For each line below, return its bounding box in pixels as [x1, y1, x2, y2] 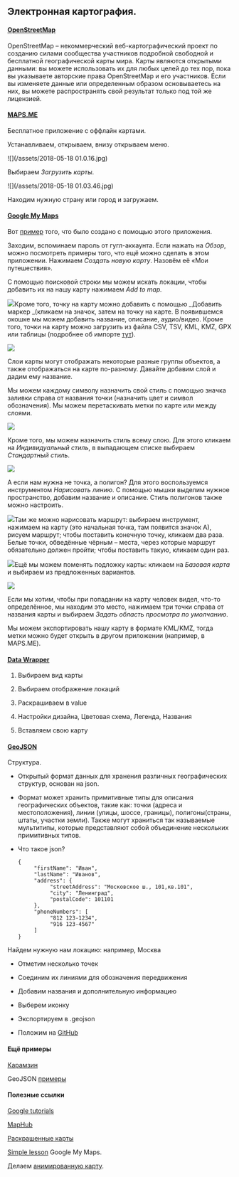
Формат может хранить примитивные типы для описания [17, 793, 193, 802]
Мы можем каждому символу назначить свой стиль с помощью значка [7, 386, 226, 394]
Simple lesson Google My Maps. [7, 1148, 102, 1156]
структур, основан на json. [17, 779, 100, 788]
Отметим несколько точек [17, 959, 98, 968]
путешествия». [7, 264, 53, 272]
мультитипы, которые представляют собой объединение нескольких [17, 824, 229, 832]
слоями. [7, 409, 33, 417]
